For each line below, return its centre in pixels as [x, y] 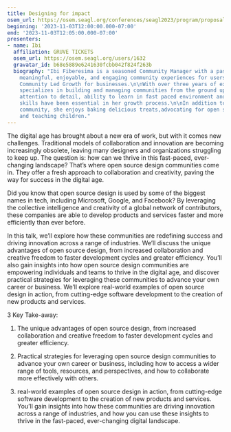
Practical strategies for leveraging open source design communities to [117, 356]
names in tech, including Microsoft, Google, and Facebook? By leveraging [111, 200]
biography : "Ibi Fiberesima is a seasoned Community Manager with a [113, 71]
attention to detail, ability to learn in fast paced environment [117, 97]
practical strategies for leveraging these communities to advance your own [113, 279]
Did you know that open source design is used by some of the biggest [106, 193]
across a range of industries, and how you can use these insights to [113, 413]
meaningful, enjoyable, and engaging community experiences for [113, 78]
